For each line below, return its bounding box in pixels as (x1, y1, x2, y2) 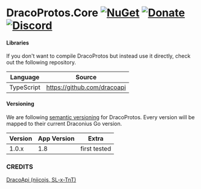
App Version (38, 134, 75, 143)
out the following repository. (6, 59, 77, 66)
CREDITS (6, 163, 33, 171)
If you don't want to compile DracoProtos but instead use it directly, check (6, 52, 191, 60)
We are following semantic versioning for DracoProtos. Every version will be (6, 113, 195, 120)
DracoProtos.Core (6, 6, 98, 20)
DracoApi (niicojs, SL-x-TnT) (6, 176, 77, 183)
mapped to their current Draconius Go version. (6, 120, 123, 127)
